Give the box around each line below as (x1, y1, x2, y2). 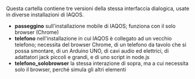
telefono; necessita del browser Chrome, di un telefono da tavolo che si (14, 41, 187, 48)
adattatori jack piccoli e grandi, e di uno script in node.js (14, 54, 150, 60)
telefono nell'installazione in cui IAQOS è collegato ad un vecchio (14, 35, 172, 42)
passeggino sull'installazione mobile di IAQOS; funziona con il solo (14, 23, 176, 29)
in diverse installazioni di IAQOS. (6, 11, 84, 18)
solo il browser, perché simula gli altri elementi (14, 66, 127, 73)
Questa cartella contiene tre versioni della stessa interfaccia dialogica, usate (6, 5, 190, 12)
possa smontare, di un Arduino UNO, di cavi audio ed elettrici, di (14, 47, 169, 54)
